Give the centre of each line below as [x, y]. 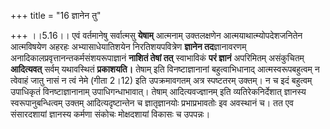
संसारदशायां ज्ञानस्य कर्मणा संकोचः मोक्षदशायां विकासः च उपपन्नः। [110, 114]
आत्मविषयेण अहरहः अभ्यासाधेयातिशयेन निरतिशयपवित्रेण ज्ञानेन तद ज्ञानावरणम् [128, 46]
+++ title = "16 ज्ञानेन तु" [56, 15]
